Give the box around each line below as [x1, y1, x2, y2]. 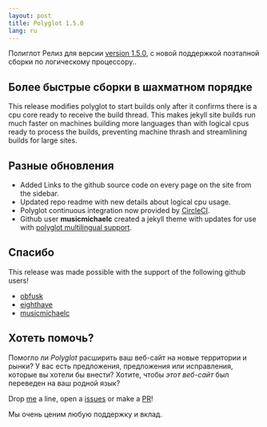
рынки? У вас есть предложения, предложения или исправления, [8, 361, 233, 371]
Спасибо [8, 246, 54, 260]
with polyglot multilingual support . [19, 223, 132, 232]
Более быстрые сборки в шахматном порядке [8, 80, 253, 94]
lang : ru [8, 26, 38, 34]
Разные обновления [8, 159, 114, 172]
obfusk [19, 291, 44, 300]
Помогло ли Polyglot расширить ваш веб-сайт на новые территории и [8, 352, 248, 362]
